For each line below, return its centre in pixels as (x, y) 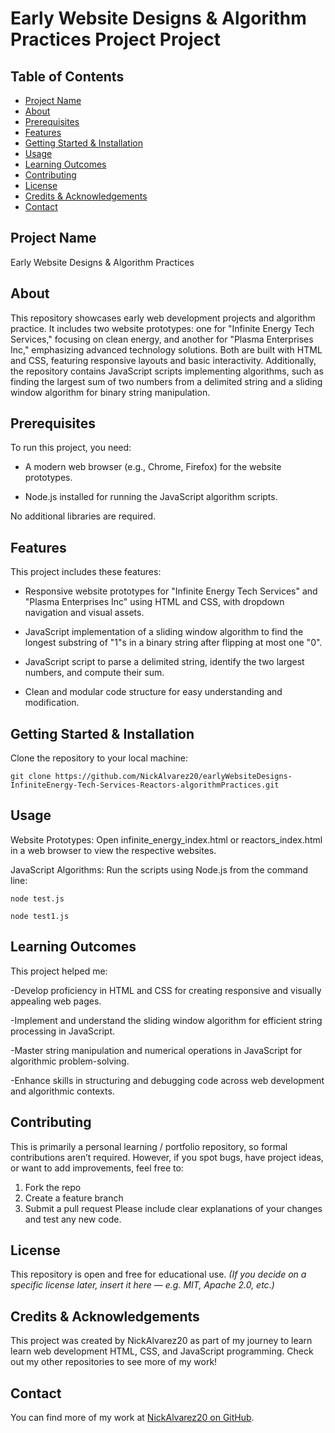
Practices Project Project (115, 39)
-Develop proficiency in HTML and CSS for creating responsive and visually (166, 990)
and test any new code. (73, 1219)
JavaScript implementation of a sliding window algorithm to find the (164, 632)
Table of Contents (67, 76)
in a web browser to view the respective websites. (113, 850)
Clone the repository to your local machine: (99, 758)
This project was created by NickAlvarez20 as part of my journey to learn (161, 1341)
